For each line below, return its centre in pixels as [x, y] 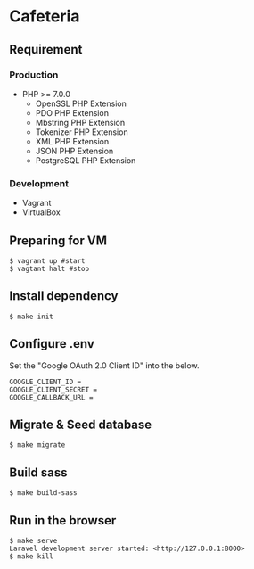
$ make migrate [37, 445]
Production [34, 75]
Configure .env [52, 344]
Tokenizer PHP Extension [82, 132]
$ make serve [33, 541]
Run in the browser [63, 520]
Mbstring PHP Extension [80, 122]
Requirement [46, 49]
